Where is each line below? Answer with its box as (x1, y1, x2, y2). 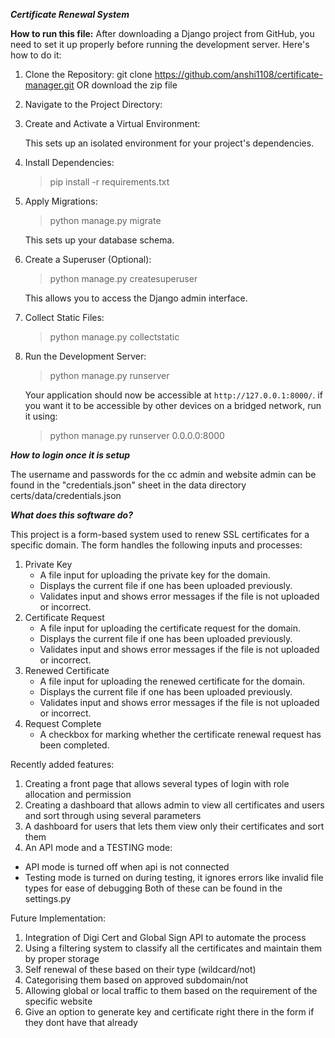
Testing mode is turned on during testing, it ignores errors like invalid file (24, 872, 324, 883)
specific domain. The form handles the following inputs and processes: (10, 539, 303, 551)
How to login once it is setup (10, 449, 131, 461)
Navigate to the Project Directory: (24, 99, 163, 110)
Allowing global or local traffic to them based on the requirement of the (24, 985, 318, 996)
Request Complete (24, 718, 102, 729)
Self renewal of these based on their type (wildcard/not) (24, 964, 257, 975)
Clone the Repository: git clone (24, 69, 153, 80)
